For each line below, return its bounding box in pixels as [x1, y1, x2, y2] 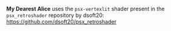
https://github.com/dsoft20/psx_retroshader [6, 18, 117, 25]
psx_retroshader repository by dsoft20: [6, 12, 104, 19]
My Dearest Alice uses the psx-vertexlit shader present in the [6, 5, 165, 12]
